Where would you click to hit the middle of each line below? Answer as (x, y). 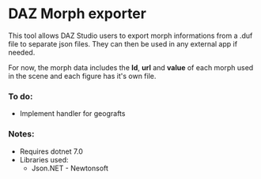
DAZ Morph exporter (77, 14)
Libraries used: (44, 159)
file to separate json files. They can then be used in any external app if (123, 43)
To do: (21, 96)
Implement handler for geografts (72, 114)
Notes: (21, 134)
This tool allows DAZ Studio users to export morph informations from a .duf (130, 35)
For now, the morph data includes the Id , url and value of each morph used (131, 67)
